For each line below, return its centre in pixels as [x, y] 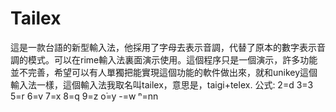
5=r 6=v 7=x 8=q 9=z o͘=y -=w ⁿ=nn [84, 96]
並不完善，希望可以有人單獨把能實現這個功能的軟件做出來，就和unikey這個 [164, 72]
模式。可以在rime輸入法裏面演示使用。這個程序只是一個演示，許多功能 [172, 59]
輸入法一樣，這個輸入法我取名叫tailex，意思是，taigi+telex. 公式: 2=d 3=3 [162, 84]
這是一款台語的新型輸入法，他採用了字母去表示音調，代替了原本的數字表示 [163, 47]
